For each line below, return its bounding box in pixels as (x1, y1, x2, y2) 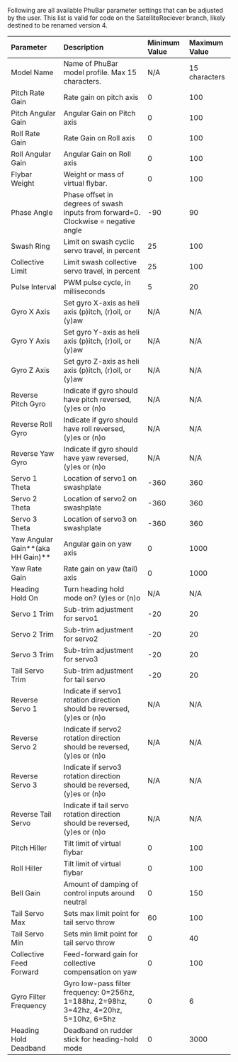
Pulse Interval (11, 282, 57, 291)
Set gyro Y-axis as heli (63, 328, 140, 337)
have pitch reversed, (63, 395, 132, 404)
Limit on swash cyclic (63, 237, 135, 247)
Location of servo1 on (63, 474, 137, 483)
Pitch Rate (11, 88, 45, 98)
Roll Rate (11, 129, 40, 138)
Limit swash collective (63, 257, 137, 267)
